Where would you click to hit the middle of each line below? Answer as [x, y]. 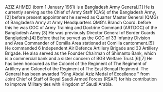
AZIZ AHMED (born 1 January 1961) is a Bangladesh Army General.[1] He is [80, 7]
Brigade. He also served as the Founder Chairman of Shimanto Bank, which [81, 53]
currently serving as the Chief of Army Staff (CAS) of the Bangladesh [74, 12]
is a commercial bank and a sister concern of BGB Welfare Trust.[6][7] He [79, 58]
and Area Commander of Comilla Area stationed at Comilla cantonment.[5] [80, 43]
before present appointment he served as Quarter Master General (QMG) [85, 17]
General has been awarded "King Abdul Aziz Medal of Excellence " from [77, 74]
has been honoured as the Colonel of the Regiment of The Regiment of [76, 63]
